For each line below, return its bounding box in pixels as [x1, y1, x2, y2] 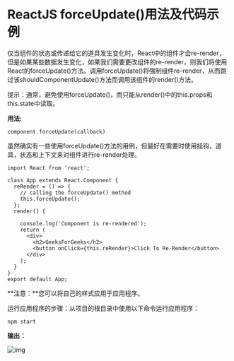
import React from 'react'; [7, 164, 90, 172]
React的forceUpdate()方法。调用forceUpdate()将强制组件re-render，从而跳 [7, 66, 227, 75]
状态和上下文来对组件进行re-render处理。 [19, 150, 141, 159]
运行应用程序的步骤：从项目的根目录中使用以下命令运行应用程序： [7, 304, 199, 312]
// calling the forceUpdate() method [20, 189, 131, 196]
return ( [20, 226, 46, 233]
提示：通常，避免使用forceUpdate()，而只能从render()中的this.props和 [7, 90, 213, 99]
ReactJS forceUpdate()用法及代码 [7, 6, 207, 23]
